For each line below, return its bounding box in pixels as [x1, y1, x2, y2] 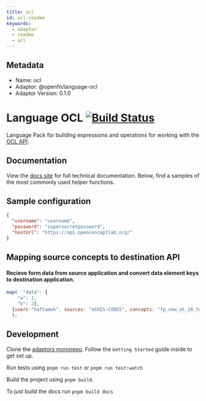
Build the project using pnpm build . [6, 375, 94, 383]
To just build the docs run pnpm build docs [6, 388, 113, 395]
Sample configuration [6, 196, 91, 206]
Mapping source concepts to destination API [6, 252, 180, 262]
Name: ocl [15, 76, 42, 83]
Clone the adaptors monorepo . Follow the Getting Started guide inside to [6, 345, 193, 353]
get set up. [6, 352, 34, 359]
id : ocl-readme [6, 15, 45, 21]
